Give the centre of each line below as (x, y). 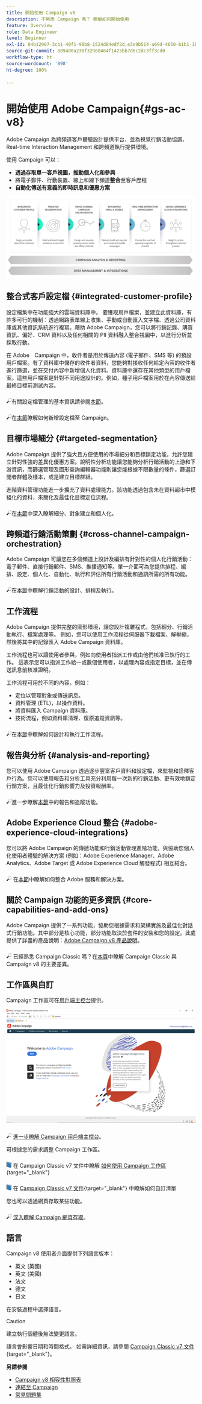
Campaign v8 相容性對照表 (48, 1380)
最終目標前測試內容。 (32, 385)
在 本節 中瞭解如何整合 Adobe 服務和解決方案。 (70, 879)
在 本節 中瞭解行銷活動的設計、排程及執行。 (64, 590)
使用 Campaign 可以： (34, 160)
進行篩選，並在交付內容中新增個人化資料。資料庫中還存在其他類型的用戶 (96, 370)
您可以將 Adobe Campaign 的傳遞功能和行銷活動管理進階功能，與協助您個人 (100, 848)
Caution (16, 1321)
